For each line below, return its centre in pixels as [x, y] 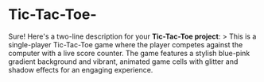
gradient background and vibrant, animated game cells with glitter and [123, 61]
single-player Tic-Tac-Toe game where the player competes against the [126, 44]
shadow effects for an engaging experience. [81, 69]
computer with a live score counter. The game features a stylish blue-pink [129, 53]
